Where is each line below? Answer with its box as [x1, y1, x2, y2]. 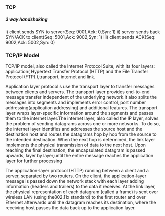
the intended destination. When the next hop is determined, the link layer [5, 137, 155, 143]
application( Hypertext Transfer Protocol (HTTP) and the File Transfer [5, 69, 149, 75]
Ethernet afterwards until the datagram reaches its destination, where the [5, 199, 156, 206]
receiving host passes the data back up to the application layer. [5, 205, 136, 211]
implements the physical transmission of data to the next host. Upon [5, 142, 146, 148]
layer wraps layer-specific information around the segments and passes [5, 110, 154, 116]
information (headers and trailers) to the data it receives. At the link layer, [5, 184, 156, 190]
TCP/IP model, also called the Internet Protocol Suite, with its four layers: [5, 63, 155, 69]
